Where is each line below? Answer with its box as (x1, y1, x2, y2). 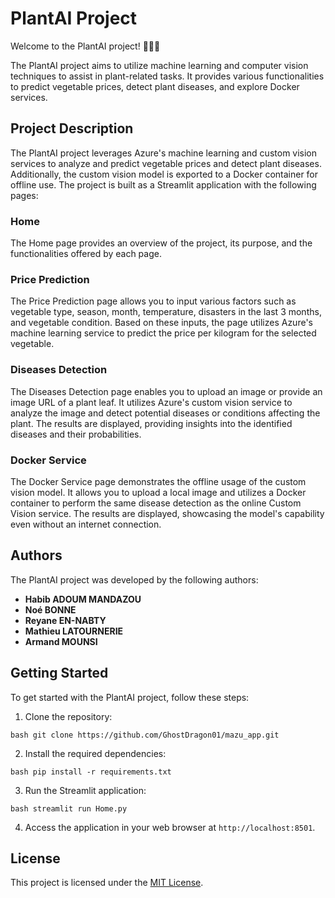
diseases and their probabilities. (10, 428, 142, 440)
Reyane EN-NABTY (24, 614, 107, 626)
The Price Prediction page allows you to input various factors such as (10, 295, 297, 307)
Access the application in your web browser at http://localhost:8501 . (24, 821, 316, 833)
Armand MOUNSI (24, 635, 98, 647)
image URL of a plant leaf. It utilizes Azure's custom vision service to (10, 396, 293, 408)
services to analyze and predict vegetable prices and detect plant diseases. (10, 157, 322, 169)
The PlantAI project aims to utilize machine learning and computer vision (10, 59, 309, 71)
